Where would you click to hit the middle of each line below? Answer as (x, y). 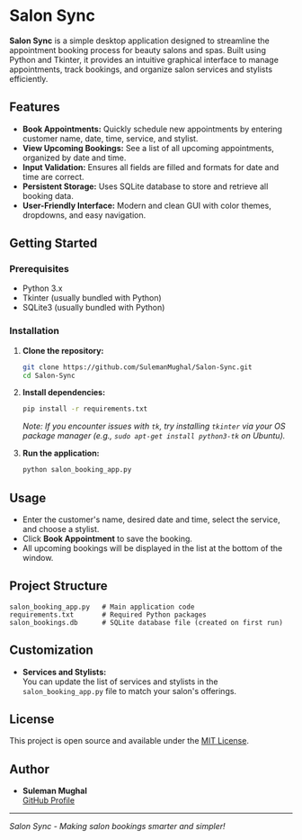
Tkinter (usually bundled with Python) (92, 298)
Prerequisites (39, 269)
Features (35, 108)
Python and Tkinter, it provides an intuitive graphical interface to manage (144, 59)
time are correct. (53, 176)
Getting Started (53, 244)
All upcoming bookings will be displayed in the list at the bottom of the (152, 548)
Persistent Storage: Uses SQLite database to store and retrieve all (145, 186)
